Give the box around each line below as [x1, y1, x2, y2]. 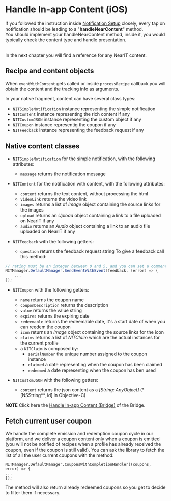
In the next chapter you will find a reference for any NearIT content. [5, 52, 147, 58]
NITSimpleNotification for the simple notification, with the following [12, 155, 155, 162]
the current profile [20, 340, 59, 346]
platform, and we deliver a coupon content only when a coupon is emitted [5, 436, 160, 442]
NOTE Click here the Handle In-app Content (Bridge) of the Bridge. [5, 402, 146, 408]
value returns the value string [20, 307, 82, 314]
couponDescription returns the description [20, 302, 108, 308]
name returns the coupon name [20, 297, 84, 303]
